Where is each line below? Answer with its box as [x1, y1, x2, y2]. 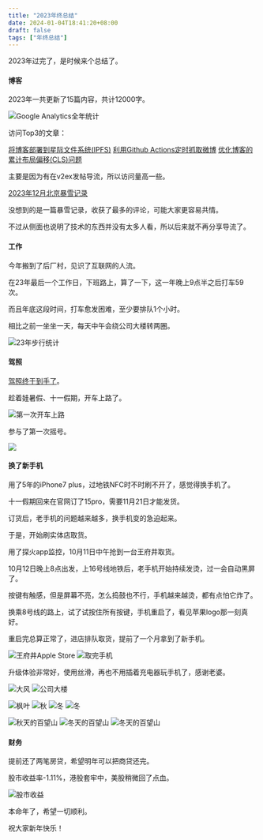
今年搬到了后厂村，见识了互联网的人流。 [8, 261, 140, 270]
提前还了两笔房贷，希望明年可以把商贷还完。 [8, 756, 154, 766]
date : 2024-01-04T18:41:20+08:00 [8, 19, 118, 27]
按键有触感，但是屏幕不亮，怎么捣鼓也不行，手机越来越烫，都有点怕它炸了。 [8, 591, 257, 600]
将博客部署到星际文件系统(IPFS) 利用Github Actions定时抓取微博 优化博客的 [8, 145, 254, 155]
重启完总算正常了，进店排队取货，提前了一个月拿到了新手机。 [8, 634, 209, 643]
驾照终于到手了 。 [8, 376, 64, 385]
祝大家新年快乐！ [8, 823, 64, 833]
